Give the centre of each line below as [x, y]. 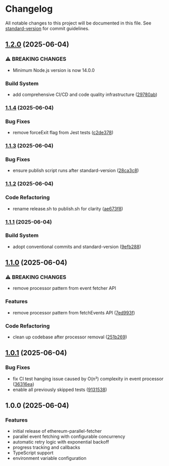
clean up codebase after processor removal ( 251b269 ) [70, 337]
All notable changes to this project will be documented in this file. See [78, 23]
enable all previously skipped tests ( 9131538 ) [60, 389]
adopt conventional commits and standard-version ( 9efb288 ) [77, 247]
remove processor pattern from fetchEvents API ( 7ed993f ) [74, 312]
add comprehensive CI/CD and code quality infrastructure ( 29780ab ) [85, 94]
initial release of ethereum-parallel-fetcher [57, 431]
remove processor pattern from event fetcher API [64, 288]
